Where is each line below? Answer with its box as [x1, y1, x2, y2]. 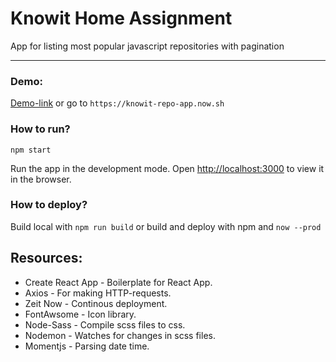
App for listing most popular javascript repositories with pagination [10, 40, 285, 52]
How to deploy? [10, 198, 88, 212]
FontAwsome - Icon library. [24, 308, 137, 320]
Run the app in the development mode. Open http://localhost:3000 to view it [10, 162, 325, 174]
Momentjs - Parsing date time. [24, 340, 150, 352]
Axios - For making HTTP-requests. [24, 287, 172, 299]
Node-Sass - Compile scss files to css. [24, 318, 186, 331]
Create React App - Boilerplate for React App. [24, 276, 213, 288]
